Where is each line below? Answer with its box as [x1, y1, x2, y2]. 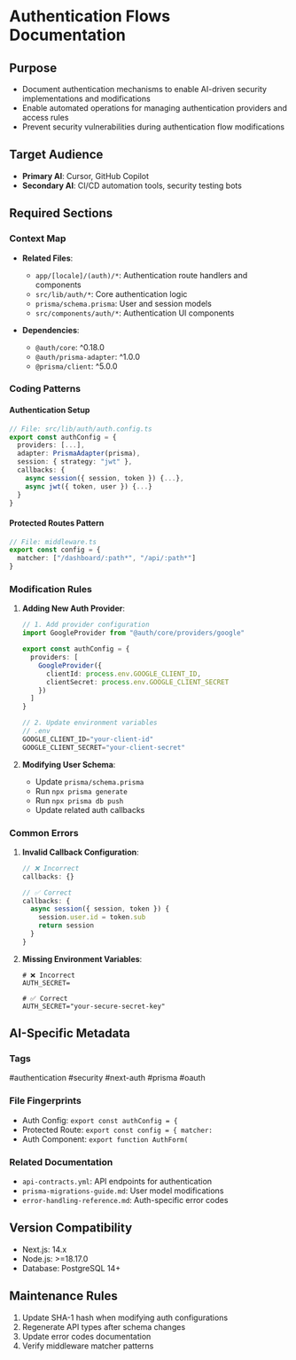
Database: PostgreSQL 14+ [21, 1262, 121, 1273]
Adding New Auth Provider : [21, 603, 126, 614]
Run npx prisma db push [35, 795, 124, 806]
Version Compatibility [9, 1221, 133, 1236]
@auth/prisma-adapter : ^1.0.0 [35, 351, 140, 362]
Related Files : [21, 253, 74, 263]
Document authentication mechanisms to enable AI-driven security [21, 84, 268, 94]
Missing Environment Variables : [21, 953, 143, 964]
